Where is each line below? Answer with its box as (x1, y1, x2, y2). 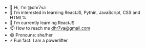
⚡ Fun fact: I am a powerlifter (9, 37, 68, 43)
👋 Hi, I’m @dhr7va (9, 5, 46, 10)
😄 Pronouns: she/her (9, 32, 53, 38)
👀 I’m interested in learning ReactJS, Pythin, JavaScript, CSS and (9, 10, 141, 15)
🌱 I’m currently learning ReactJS (9, 20, 75, 25)
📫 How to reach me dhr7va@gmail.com (9, 25, 90, 31)
